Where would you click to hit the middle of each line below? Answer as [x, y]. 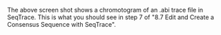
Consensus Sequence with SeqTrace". [61, 24]
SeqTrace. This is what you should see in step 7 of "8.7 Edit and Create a [110, 17]
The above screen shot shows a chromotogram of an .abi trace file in [105, 10]
